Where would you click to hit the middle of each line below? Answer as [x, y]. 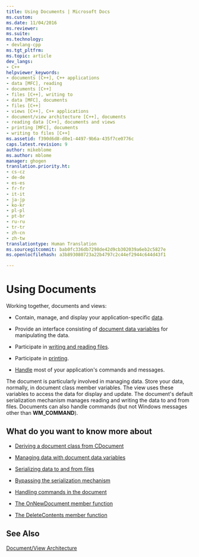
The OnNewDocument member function [64, 503]
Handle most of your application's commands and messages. [90, 370]
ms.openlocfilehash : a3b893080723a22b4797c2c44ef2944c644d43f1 [86, 255]
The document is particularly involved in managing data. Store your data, [95, 382]
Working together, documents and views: [56, 306]
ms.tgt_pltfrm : [25, 51]
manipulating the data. [42, 335]
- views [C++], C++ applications [48, 111]
